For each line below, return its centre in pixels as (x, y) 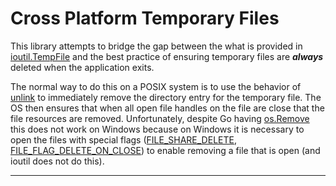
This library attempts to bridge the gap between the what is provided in (156, 46)
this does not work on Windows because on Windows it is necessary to (157, 129)
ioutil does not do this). (57, 161)
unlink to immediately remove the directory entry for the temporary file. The (166, 97)
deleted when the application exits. (82, 67)
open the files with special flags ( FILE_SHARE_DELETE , (123, 139)
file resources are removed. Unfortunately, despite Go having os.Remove (160, 118)
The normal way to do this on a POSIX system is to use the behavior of (156, 86)
